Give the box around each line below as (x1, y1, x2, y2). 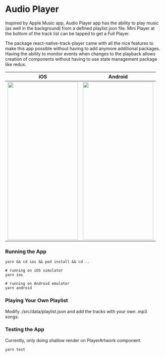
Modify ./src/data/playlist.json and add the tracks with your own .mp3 (5, 308, 147, 314)
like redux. (5, 61, 26, 67)
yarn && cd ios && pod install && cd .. (5, 259, 90, 264)
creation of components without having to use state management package (5, 56, 158, 62)
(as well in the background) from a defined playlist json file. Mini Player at (5, 25, 155, 31)
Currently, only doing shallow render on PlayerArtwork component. (5, 337, 142, 343)
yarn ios (5, 272, 23, 277)
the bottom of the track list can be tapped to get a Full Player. (5, 30, 130, 36)
